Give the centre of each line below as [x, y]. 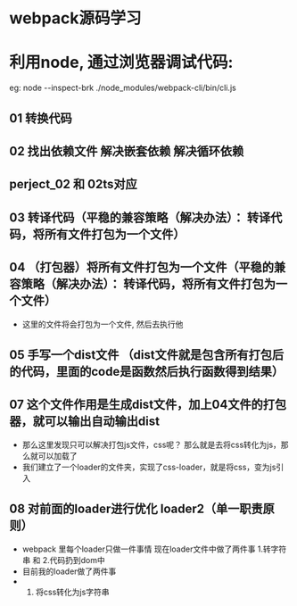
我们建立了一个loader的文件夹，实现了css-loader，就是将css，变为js [149, 467]
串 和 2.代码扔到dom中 [63, 560]
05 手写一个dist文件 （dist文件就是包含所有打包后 [146, 355]
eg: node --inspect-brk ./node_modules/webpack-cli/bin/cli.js [123, 88]
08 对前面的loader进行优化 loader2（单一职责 [136, 509]
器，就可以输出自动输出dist [85, 422]
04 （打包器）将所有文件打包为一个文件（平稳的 [142, 267]
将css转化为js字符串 [72, 592]
